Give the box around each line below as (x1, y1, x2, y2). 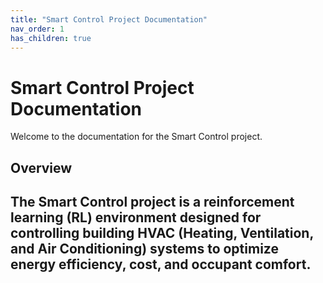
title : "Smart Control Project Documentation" (10, 14, 208, 25)
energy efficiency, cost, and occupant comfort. (10, 256, 312, 273)
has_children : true (10, 33, 92, 43)
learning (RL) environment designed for (10, 209, 262, 226)
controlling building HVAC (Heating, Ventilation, (10, 225, 314, 242)
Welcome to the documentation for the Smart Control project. (10, 131, 263, 143)
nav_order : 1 (10, 24, 65, 34)
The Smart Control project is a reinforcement (10, 194, 295, 211)
